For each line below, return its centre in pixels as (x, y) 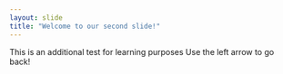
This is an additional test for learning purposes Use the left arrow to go (142, 51)
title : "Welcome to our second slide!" (85, 26)
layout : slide (36, 18)
